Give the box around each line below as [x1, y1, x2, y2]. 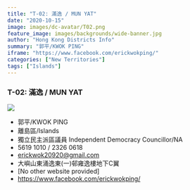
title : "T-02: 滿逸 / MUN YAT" [7, 10, 97, 18]
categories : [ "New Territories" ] [7, 56, 106, 63]
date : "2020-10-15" [7, 17, 65, 24]
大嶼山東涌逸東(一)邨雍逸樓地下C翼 [17, 159, 120, 167]
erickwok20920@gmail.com [17, 151, 100, 159]
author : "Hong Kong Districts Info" [7, 37, 115, 44]
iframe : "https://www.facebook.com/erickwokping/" [7, 50, 159, 57]
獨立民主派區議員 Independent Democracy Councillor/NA [17, 135, 183, 144]
